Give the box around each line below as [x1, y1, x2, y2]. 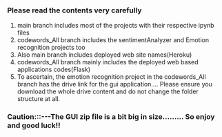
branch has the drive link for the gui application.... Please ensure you [17, 80, 212, 89]
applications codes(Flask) [17, 65, 91, 74]
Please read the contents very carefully [7, 6, 143, 15]
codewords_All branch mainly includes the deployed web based [17, 58, 199, 66]
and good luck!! [7, 120, 61, 130]
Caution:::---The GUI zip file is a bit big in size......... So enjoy [7, 112, 215, 122]
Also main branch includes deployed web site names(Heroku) [17, 51, 192, 59]
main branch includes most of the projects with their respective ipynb [17, 21, 215, 30]
